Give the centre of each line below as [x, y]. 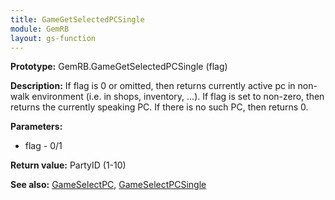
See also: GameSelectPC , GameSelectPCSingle [108, 185]
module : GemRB [40, 29]
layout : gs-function [53, 38]
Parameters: [36, 127]
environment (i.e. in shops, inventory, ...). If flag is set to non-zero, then [178, 97]
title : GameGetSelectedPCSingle [77, 19]
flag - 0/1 [43, 146]
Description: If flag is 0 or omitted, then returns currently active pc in [153, 86]
